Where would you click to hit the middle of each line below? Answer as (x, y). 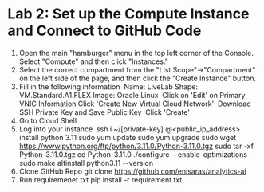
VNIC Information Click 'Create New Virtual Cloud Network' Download (135, 104)
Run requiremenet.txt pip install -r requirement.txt (100, 179)
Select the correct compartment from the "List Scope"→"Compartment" (137, 69)
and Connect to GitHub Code (104, 31)
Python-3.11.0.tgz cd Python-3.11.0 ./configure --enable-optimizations (133, 154)
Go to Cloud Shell (48, 120)
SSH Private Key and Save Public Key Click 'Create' (104, 112)
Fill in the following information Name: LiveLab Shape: (108, 86)
